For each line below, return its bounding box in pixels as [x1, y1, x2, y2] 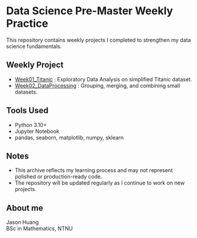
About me [6, 203, 43, 213]
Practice [6, 17, 49, 30]
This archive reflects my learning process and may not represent [14, 167, 173, 174]
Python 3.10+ [14, 121, 47, 128]
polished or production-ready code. [14, 173, 103, 180]
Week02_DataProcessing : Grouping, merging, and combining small [14, 82, 180, 89]
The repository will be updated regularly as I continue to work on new [14, 179, 185, 186]
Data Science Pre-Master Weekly [6, 4, 173, 18]
